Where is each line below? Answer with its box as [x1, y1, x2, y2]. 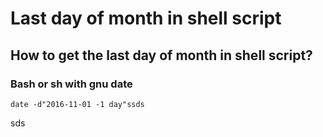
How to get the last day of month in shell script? [10, 47, 313, 64]
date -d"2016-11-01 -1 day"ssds [10, 99, 145, 109]
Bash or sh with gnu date [10, 77, 133, 91]
